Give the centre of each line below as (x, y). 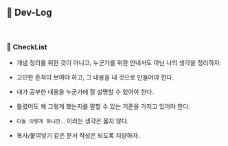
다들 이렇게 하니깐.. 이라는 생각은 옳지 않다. (72, 121)
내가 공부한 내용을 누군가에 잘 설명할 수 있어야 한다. (85, 92)
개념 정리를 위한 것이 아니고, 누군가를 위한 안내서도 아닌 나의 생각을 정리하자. (119, 63)
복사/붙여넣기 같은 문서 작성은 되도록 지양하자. (78, 136)
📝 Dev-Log (29, 13)
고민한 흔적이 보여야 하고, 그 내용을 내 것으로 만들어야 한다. (95, 77)
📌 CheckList (27, 47)
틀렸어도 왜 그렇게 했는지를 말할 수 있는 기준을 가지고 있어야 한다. (103, 106)
